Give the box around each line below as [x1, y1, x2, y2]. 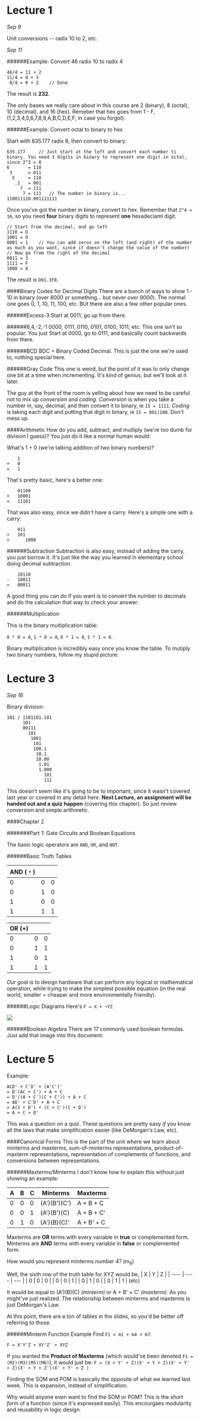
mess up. [7, 415, 30, 422]
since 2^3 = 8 [7, 159, 42, 165]
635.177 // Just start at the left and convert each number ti [7, 149, 177, 155]
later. [7, 378, 20, 385]
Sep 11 [7, 46, 23, 54]
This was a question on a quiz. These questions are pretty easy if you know [7, 1120, 191, 1127]
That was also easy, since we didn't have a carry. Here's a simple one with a [7, 508, 193, 516]
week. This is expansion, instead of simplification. [7, 1382, 128, 1389]
